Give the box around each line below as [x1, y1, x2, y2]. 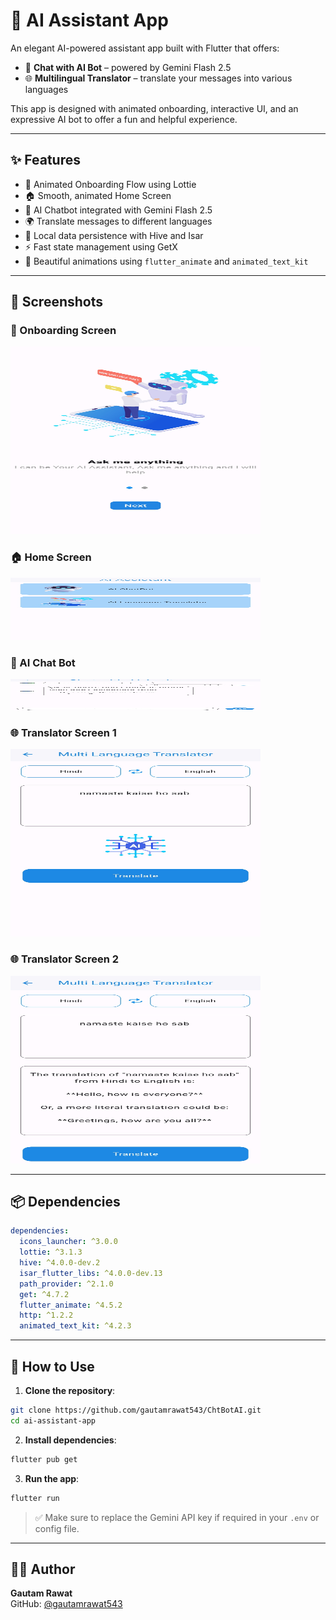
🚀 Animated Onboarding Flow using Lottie [24, 178, 197, 190]
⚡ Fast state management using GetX [24, 240, 178, 253]
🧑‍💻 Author [10, 1560, 76, 1578]
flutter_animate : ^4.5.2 [19, 1300, 123, 1310]
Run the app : [24, 1472, 80, 1484]
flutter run [10, 1493, 60, 1503]
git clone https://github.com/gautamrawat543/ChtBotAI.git [10, 1405, 262, 1415]
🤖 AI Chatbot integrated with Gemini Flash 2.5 [24, 204, 213, 216]
